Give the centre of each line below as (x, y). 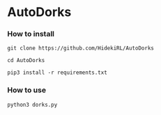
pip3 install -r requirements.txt (58, 73)
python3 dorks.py (32, 105)
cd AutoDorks (26, 61)
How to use (27, 90)
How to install (31, 34)
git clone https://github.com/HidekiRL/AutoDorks (81, 48)
